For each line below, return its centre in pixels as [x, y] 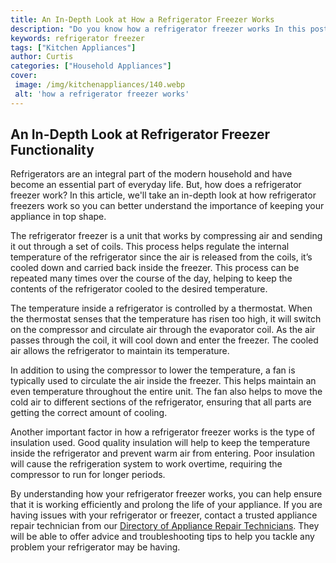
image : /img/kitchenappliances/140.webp [100, 85]
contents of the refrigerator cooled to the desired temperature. [139, 289]
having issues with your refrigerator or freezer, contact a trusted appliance [164, 515]
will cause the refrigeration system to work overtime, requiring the [146, 464]
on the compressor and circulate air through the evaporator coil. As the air [163, 330]
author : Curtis [42, 57]
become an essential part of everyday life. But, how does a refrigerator [156, 185]
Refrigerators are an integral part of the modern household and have [151, 174]
